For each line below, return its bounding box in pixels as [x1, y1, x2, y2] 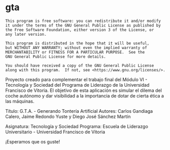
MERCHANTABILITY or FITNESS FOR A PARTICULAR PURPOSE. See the [5, 49, 145, 55]
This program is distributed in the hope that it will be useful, [5, 40, 150, 46]
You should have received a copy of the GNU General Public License [5, 63, 154, 68]
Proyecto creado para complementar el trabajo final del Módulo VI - [5, 76, 148, 83]
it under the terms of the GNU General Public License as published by [5, 22, 161, 28]
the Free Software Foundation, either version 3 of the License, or [5, 27, 154, 32]
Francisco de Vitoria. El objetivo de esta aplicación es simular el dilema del [5, 87, 162, 93]
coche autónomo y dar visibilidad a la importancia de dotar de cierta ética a [5, 92, 164, 98]
